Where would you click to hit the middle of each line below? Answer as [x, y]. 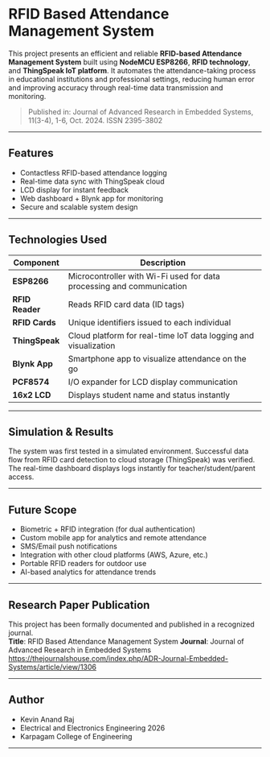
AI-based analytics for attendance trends [88, 572]
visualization [92, 345]
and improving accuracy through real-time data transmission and [116, 87]
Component [37, 263]
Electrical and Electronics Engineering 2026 [92, 728]
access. [21, 477]
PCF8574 [31, 382]
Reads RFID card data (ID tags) [126, 304]
